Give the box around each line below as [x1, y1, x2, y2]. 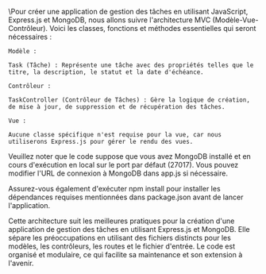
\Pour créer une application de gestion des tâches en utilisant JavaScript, [8, 7, 249, 16]
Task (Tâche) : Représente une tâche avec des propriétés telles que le [8, 61, 254, 69]
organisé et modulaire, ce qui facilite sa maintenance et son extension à [8, 250, 243, 259]
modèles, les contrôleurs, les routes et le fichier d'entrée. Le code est [8, 241, 236, 251]
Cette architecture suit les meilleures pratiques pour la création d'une [8, 216, 235, 226]
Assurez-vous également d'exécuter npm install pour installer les [8, 184, 221, 193]
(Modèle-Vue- [212, 15, 259, 25]
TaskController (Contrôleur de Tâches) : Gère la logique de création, [8, 96, 250, 104]
